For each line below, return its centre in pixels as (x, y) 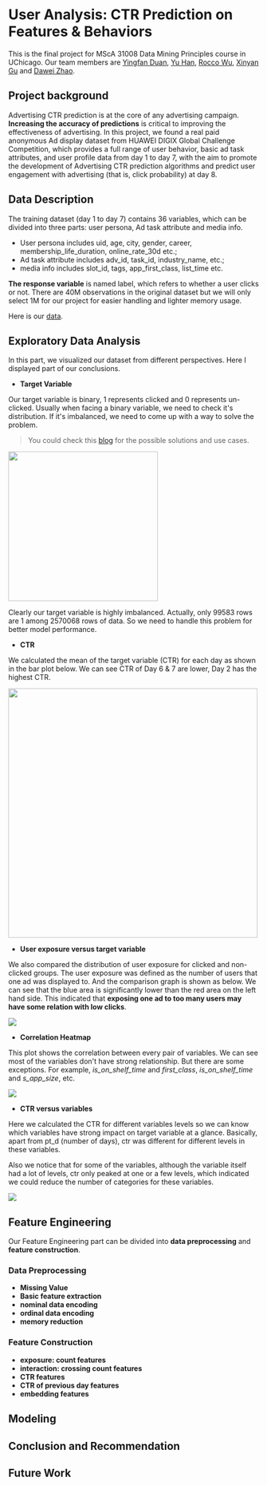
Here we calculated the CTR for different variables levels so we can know (129, 1124)
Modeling (32, 1419)
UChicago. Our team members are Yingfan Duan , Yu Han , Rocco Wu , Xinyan (133, 62)
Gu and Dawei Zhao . (42, 70)
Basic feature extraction (61, 1296)
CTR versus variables (56, 1109)
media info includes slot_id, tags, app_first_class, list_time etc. (121, 268)
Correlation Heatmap (55, 1037)
